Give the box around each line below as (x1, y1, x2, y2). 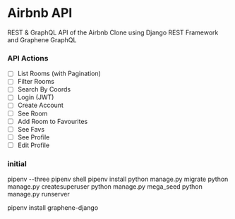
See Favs (17, 125, 44, 133)
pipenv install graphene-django (7, 204, 99, 212)
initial (7, 158, 27, 168)
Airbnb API (7, 5, 73, 21)
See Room (17, 109, 48, 118)
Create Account (17, 101, 64, 110)
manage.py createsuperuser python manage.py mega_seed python (7, 182, 203, 191)
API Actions (7, 53, 49, 63)
